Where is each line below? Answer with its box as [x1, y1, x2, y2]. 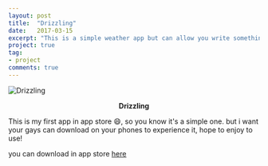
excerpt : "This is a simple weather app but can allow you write [8, 34, 230, 42]
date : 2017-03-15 [8, 26, 73, 34]
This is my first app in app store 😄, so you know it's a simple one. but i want [8, 117, 259, 126]
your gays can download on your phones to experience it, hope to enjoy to [8, 125, 253, 134]
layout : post [8, 11, 52, 20]
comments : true [8, 64, 59, 72]
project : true [8, 41, 56, 49]
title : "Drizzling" [8, 19, 77, 27]
